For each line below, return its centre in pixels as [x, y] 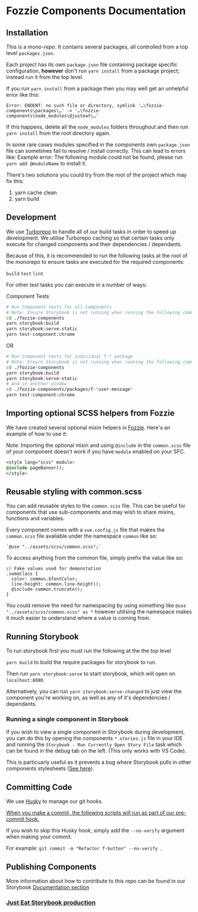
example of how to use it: [37, 434]
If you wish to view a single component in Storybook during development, [95, 732]
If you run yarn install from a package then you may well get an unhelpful [97, 89]
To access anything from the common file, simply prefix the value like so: [95, 558]
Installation [27, 33]
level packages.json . [30, 53]
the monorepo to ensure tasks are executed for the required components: [95, 261]
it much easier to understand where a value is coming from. [78, 618]
